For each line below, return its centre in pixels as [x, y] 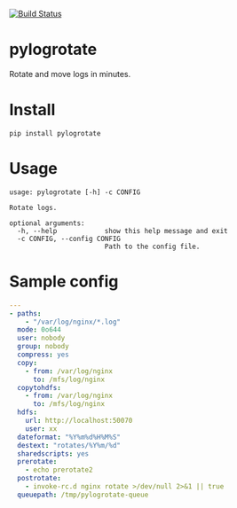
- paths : [25, 313]
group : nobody [43, 347]
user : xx [41, 429]
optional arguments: [47, 223]
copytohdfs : [39, 387]
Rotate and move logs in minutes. [70, 74]
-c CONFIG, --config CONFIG [69, 238]
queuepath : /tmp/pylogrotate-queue [83, 495]
